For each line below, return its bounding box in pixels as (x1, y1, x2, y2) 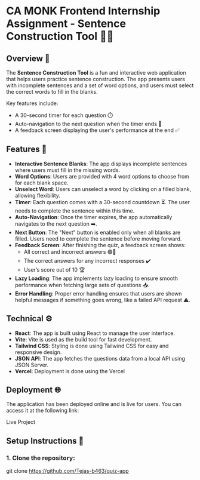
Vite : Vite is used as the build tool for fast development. (14, 336, 152, 343)
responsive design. (14, 348, 62, 356)
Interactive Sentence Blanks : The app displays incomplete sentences (14, 160, 187, 167)
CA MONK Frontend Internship (6, 4, 161, 18)
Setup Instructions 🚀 (6, 436, 84, 446)
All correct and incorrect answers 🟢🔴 (23, 248, 116, 255)
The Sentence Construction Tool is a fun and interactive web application (6, 69, 186, 76)
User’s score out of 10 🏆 (23, 266, 85, 273)
